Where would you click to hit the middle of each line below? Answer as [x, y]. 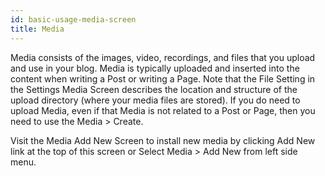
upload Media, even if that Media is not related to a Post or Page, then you [163, 110]
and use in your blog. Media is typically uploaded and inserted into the [155, 68]
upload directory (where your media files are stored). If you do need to [155, 100]
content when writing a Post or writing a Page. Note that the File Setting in [163, 78]
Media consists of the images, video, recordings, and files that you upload [163, 57]
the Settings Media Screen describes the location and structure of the [154, 89]
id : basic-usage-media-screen [73, 19]
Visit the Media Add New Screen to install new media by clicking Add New [163, 140]
